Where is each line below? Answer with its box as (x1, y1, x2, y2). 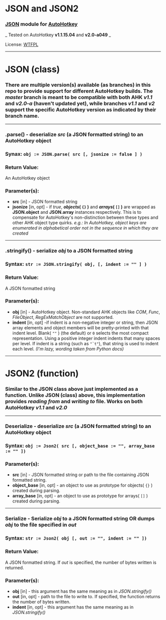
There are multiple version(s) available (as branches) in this (5, 81, 151, 88)
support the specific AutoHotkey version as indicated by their (5, 106, 157, 113)
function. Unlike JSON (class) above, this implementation (5, 391, 146, 398)
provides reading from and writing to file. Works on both (5, 398, 143, 405)
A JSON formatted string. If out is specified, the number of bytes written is (5, 559, 157, 565)
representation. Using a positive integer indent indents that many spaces (12, 335, 161, 341)
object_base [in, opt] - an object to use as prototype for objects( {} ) (12, 482, 153, 489)
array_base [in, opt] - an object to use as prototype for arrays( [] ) (12, 493, 148, 499)
